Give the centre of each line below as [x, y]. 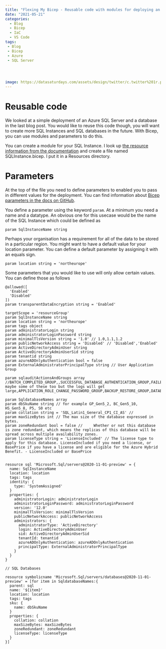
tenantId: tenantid [38, 538]
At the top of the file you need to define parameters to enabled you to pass [81, 190]
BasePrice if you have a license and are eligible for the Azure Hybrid [82, 447]
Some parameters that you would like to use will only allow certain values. [80, 273]
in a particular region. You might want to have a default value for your [76, 244]
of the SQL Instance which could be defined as [53, 220]
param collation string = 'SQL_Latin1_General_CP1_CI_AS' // [69, 413]
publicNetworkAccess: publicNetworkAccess [58, 516]
